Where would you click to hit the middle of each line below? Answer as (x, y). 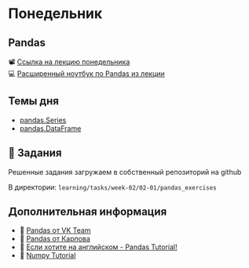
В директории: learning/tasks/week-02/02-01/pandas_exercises (113, 187)
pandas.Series (43, 120)
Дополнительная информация (88, 212)
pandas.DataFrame (50, 128)
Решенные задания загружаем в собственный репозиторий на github (125, 172)
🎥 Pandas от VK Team (55, 230)
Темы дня (33, 101)
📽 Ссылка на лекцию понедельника (69, 62)
